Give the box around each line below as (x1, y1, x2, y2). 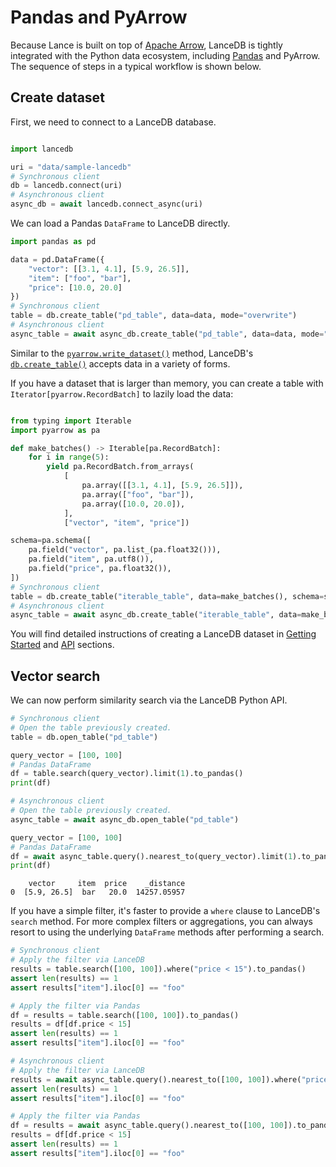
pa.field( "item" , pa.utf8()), (28, 554, 155, 565)
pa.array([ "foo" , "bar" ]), (81, 489, 195, 500)
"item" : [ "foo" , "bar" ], (28, 273, 132, 283)
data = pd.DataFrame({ (10, 254, 105, 265)
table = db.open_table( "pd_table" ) (10, 732, 159, 742)
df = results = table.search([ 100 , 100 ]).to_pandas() (10, 1010, 240, 1020)
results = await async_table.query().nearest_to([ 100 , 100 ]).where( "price (10, 1074, 329, 1085)
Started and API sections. (10, 639, 115, 651)
